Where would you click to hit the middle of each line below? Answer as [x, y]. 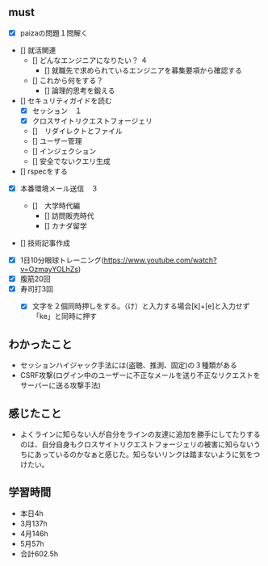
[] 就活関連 [38, 50]
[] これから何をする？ [67, 80]
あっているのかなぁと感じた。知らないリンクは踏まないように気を [144, 454]
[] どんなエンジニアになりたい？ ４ [90, 60]
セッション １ [57, 111]
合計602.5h [39, 553]
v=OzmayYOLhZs [49, 270]
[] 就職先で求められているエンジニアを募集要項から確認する [143, 70]
